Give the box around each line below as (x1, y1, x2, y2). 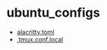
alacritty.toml (16, 28, 55, 36)
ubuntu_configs (6, 5, 101, 21)
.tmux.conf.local (16, 35, 64, 43)
